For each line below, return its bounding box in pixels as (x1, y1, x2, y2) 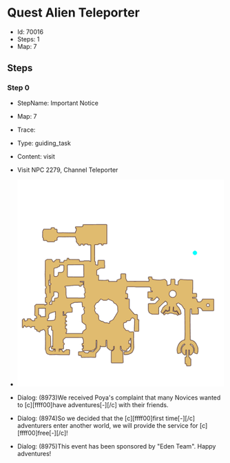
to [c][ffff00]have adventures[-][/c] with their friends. (17, 400, 169, 408)
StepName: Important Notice (17, 99, 98, 107)
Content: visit (17, 152, 55, 160)
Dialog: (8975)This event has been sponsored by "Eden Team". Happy (17, 442, 216, 450)
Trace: (17, 126, 36, 134)
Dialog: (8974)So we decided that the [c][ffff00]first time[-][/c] (17, 414, 195, 422)
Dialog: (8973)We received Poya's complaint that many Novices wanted (17, 393, 221, 402)
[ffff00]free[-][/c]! (17, 428, 69, 437)
